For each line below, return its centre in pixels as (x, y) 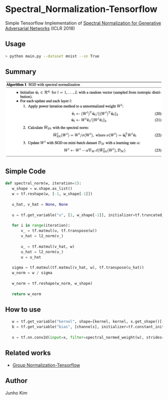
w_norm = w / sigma (32, 273)
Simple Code (25, 171)
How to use (23, 310)
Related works (28, 353)
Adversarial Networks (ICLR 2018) (40, 28)
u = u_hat (31, 257)
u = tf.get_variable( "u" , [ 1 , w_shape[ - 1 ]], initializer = (73, 215)
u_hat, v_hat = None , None (40, 204)
